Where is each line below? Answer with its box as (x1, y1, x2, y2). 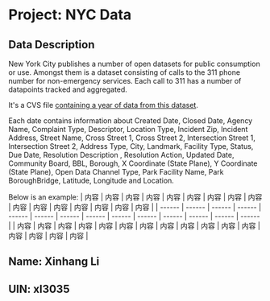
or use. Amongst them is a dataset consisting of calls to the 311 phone (8, 68, 240, 77)
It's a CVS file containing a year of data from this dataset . (8, 101, 199, 109)
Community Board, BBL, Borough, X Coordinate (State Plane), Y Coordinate (8, 159, 258, 168)
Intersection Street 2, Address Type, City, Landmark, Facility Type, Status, (8, 142, 254, 150)
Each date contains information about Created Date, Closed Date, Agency (8, 116, 253, 126)
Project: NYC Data (8, 6, 132, 24)
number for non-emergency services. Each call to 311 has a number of (8, 76, 242, 85)
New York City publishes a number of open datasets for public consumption (8, 59, 260, 68)
